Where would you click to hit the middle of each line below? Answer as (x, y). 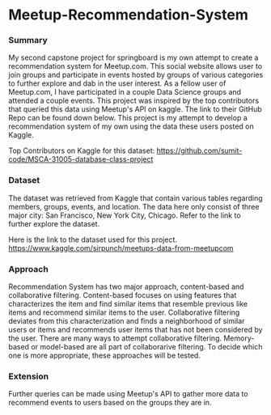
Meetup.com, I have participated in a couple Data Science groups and (125, 92)
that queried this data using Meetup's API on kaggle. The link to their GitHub (135, 109)
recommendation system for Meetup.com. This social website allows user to (135, 66)
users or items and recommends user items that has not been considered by (135, 330)
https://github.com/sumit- (199, 150)
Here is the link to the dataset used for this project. (93, 239)
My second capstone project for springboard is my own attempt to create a (133, 57)
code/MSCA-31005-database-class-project (81, 159)
